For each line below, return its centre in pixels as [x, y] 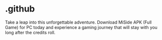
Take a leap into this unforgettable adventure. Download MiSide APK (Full [78, 22]
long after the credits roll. [30, 32]
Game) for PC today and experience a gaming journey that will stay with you [81, 27]
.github [20, 9]
